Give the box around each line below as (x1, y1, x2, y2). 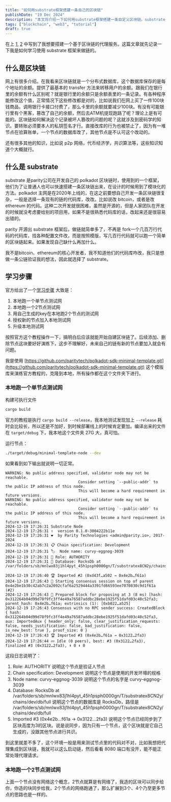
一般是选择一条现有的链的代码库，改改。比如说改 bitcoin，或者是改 (14, 196, 155, 202)
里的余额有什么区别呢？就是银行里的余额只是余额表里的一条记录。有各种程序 (5, 91, 166, 97)
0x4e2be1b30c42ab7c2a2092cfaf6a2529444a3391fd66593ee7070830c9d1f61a (5, 583, 156, 588)
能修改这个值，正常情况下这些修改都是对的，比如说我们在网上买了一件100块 (5, 97, 164, 103)
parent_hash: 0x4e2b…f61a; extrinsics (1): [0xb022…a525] (5, 601, 131, 606)
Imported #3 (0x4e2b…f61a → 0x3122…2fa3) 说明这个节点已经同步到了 (12, 716, 162, 722)
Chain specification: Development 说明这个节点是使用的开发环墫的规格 (12, 670, 161, 676)
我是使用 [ (5, 357, 26, 364)
